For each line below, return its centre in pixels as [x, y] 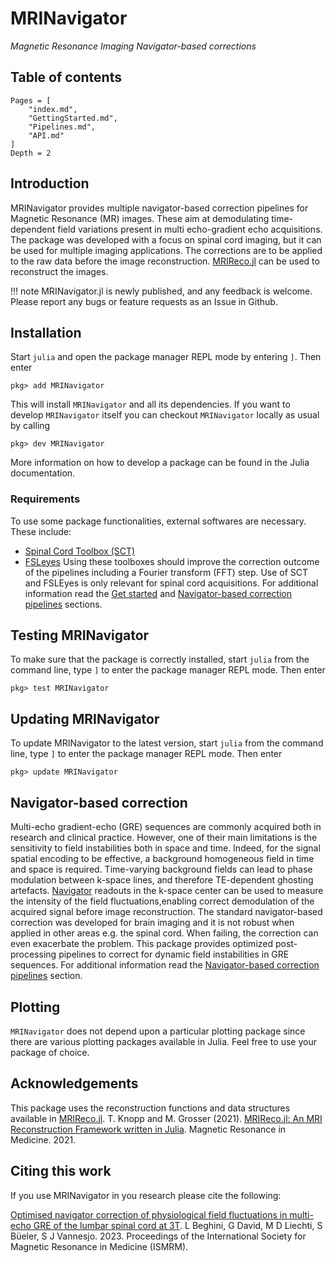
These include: [41, 531]
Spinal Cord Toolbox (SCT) [80, 551]
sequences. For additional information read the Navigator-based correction [165, 965]
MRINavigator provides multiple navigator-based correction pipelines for [159, 208]
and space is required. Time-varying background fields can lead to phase [161, 869]
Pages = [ [31, 100]
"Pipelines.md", [62, 127]
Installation [46, 332]
